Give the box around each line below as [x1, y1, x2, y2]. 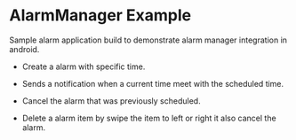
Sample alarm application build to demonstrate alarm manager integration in [9, 35, 287, 45]
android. [9, 43, 40, 54]
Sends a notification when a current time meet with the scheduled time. [21, 78, 284, 89]
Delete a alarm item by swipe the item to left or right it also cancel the [21, 113, 277, 123]
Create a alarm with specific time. [21, 61, 146, 72]
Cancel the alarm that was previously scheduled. [21, 95, 202, 106]
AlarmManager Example [9, 5, 192, 26]
